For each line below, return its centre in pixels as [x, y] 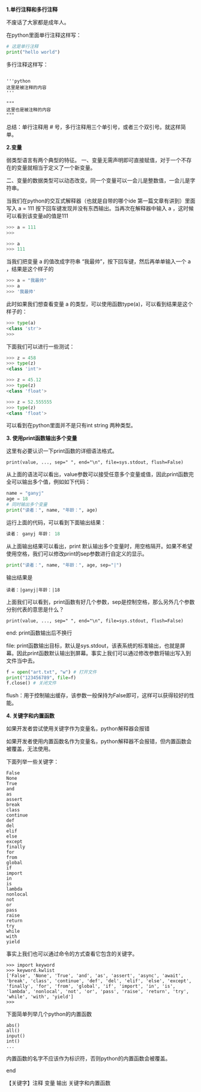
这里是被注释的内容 [26, 87]
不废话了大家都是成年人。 [38, 22]
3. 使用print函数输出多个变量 [42, 438]
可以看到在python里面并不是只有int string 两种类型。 [71, 425]
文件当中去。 [22, 661]
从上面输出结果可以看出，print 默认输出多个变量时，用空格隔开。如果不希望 [100, 546]
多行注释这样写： [27, 64]
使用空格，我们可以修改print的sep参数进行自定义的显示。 [77, 553]
